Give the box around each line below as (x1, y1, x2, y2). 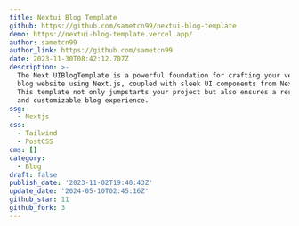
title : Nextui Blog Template (9, 12, 117, 22)
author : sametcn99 (9, 37, 77, 47)
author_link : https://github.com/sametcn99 (9, 46, 174, 55)
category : (9, 153, 46, 163)
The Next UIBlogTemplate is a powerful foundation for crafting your (17, 71, 280, 80)
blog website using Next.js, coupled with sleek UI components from (17, 79, 277, 88)
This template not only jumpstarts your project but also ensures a (17, 87, 277, 96)
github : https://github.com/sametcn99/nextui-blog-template (9, 21, 238, 30)
